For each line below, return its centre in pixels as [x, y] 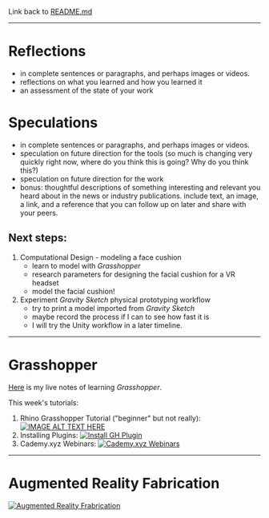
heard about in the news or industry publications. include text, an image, [139, 196]
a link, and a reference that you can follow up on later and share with [133, 204]
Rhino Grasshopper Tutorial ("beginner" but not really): [110, 418]
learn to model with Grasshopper [86, 265]
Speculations [53, 123]
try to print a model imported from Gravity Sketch [113, 308]
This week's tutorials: [43, 402]
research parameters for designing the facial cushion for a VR [133, 274]
